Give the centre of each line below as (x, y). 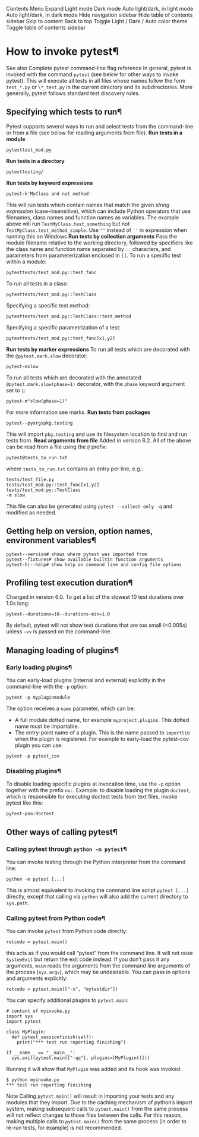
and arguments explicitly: (37, 978)
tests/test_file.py (30, 479)
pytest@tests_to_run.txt (37, 457)
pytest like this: (25, 803)
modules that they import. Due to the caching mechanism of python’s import (99, 1103)
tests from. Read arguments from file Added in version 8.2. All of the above (99, 440)
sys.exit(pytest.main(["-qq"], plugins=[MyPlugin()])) (81, 1058)
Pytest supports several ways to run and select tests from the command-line (100, 126)
